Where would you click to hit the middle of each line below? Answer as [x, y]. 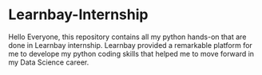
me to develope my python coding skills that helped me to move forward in [131, 53]
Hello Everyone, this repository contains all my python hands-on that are [127, 37]
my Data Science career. [49, 62]
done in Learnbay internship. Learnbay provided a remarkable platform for [131, 45]
